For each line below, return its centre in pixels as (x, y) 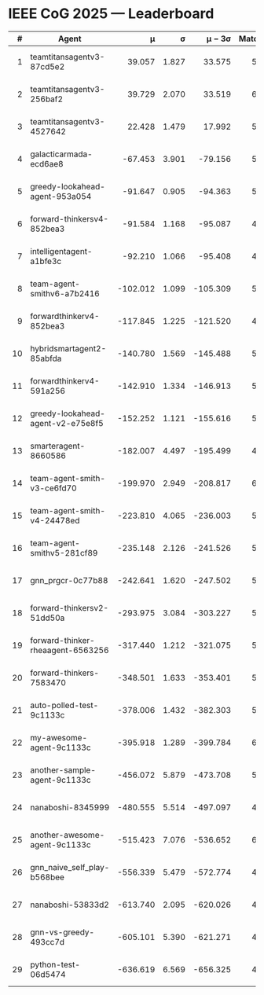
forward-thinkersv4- (69, 218)
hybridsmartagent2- (68, 348)
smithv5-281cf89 (64, 553)
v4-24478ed (55, 520)
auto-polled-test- (64, 705)
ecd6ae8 (47, 163)
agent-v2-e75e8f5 (67, 423)
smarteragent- (58, 446)
